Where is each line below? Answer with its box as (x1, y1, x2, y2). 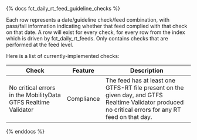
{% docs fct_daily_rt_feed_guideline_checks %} (6, 5, 120, 12)
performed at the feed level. (6, 41, 74, 48)
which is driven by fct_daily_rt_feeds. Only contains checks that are (6, 35, 168, 42)
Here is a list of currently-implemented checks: (6, 53, 120, 59)
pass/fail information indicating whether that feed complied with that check (6, 23, 188, 29)
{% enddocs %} (6, 128, 45, 135)
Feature (72, 67, 95, 74)
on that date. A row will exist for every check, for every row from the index (6, 29, 186, 36)
